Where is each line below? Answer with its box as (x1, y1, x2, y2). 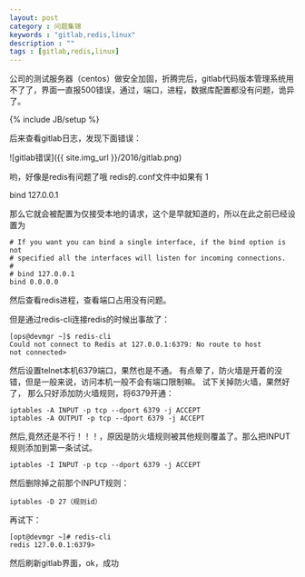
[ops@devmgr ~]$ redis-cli (9, 333, 112, 342)
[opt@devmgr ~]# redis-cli (9, 532, 112, 542)
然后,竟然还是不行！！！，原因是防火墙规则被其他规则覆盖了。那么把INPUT (9, 431, 290, 442)
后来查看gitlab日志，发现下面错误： (9, 133, 143, 144)
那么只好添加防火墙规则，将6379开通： (26, 388, 174, 399)
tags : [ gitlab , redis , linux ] (9, 47, 120, 56)
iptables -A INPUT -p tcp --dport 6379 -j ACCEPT (9, 406, 202, 415)
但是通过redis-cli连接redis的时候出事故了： (9, 314, 171, 325)
